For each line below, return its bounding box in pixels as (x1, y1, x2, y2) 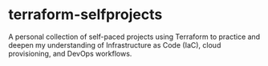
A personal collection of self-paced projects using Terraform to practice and (8, 32, 261, 41)
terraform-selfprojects (8, 6, 163, 24)
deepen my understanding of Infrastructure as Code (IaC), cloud (8, 40, 221, 49)
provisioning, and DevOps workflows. (8, 49, 132, 58)
